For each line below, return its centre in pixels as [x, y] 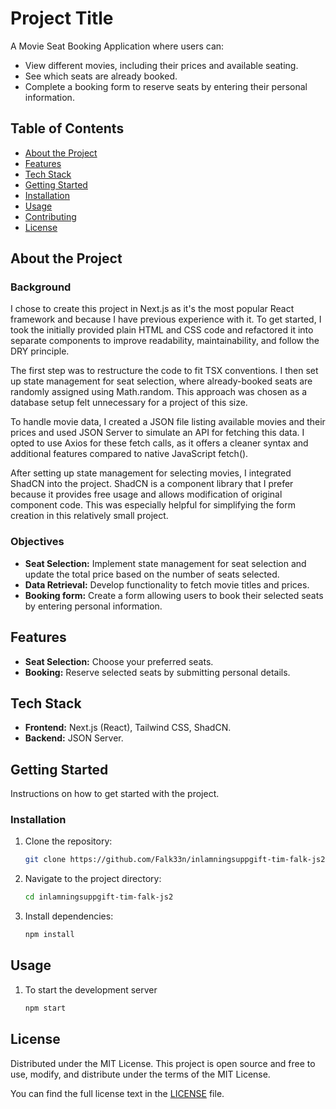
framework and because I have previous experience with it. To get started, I [166, 319]
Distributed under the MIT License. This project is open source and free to [163, 1063]
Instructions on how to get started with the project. [115, 794]
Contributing [50, 216]
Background [41, 287]
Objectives [37, 542]
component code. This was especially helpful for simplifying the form [153, 505]
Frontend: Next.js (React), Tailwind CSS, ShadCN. [128, 728]
